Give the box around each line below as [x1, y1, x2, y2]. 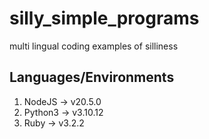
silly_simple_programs [9, 7, 200, 30]
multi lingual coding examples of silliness [9, 40, 179, 52]
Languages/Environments [9, 69, 175, 86]
